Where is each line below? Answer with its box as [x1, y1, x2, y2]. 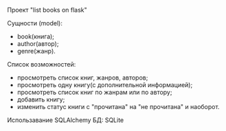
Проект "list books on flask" [7, 6, 87, 14]
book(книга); [16, 32, 55, 40]
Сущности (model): [7, 19, 63, 27]
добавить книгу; [16, 95, 65, 104]
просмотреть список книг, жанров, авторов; [16, 73, 148, 82]
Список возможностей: [7, 60, 76, 68]
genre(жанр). [16, 47, 56, 55]
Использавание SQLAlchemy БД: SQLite [7, 116, 124, 124]
